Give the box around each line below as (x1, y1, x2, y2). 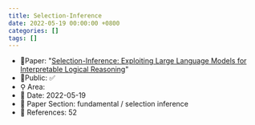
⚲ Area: (19, 82, 46, 92)
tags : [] (8, 34, 38, 42)
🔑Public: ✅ (19, 73, 56, 83)
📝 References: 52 (19, 107, 78, 117)
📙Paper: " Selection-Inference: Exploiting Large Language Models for (19, 56, 247, 66)
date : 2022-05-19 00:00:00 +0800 (8, 19, 120, 27)
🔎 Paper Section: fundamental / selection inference (19, 99, 189, 109)
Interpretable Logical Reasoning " (19, 65, 129, 75)
